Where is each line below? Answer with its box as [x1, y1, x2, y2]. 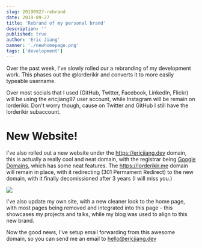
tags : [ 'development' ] [6, 48, 63, 54]
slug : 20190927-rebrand [6, 8, 66, 15]
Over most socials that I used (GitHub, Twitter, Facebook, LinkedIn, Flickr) [6, 88, 189, 96]
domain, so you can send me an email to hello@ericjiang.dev [6, 235, 157, 242]
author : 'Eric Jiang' [6, 37, 61, 43]
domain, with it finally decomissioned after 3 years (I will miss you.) [6, 175, 173, 182]
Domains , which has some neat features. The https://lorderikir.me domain [6, 162, 188, 169]
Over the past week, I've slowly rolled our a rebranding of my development [6, 64, 191, 72]
